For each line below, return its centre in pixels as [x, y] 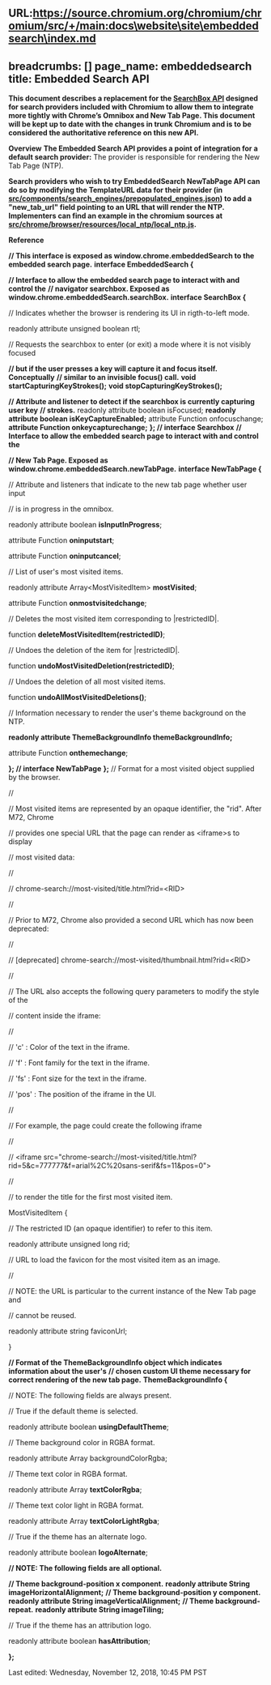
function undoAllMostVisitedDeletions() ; [78, 697]
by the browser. [34, 778]
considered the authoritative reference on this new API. [104, 133]
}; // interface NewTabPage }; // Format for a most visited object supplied [131, 769]
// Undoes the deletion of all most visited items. [87, 682]
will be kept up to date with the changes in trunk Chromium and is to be [130, 124]
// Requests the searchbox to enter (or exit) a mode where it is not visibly [130, 344]
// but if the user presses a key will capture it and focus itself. [113, 369]
